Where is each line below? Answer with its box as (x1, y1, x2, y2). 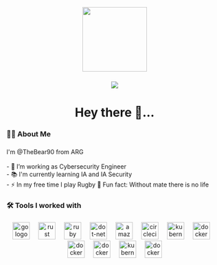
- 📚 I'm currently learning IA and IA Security (6, 170, 133, 178)
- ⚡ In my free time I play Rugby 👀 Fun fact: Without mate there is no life (6, 180, 209, 189)
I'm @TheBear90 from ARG (6, 147, 84, 156)
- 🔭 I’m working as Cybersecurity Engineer (6, 162, 126, 171)
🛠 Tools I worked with (6, 200, 82, 210)
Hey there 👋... (74, 105, 155, 120)
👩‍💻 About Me (6, 129, 51, 139)
